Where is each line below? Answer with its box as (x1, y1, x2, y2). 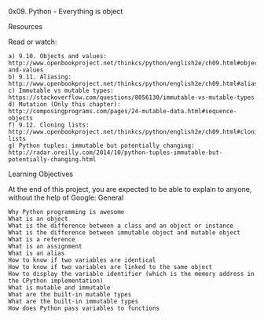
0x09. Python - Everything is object (8, 7, 123, 16)
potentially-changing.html (8, 156, 97, 164)
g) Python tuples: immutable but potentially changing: (8, 142, 195, 149)
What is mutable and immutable (8, 284, 111, 292)
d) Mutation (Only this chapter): (8, 101, 122, 109)
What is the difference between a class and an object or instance (8, 222, 234, 230)
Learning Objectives (8, 169, 73, 178)
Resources (8, 22, 43, 31)
